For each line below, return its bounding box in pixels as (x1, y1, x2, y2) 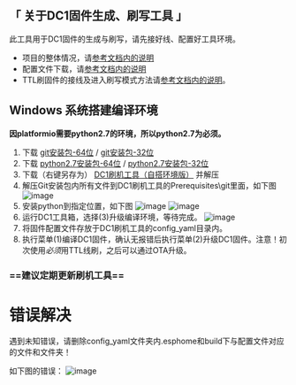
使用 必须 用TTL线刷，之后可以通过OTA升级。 (29, 244, 192, 255)
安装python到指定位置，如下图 (21, 200, 133, 211)
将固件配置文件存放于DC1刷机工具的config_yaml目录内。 (21, 222, 228, 233)
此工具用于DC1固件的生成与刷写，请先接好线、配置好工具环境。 (9, 34, 241, 44)
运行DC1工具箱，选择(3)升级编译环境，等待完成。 (21, 212, 202, 222)
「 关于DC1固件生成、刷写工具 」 (9, 8, 188, 24)
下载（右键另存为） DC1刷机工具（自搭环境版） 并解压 (21, 169, 219, 180)
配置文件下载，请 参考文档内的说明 (21, 63, 147, 73)
